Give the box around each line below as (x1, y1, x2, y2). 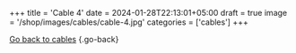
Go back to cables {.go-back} (9, 34, 119, 44)
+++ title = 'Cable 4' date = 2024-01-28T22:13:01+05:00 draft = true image (9, 8, 288, 18)
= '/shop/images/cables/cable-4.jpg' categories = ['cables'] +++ (9, 17, 248, 27)
